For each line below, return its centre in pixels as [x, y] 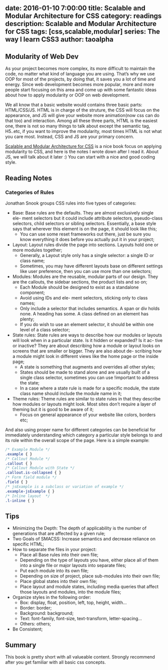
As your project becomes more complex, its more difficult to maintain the [80, 68]
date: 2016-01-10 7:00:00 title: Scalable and [75, 8]
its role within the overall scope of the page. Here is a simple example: [77, 440]
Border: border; [36, 608]
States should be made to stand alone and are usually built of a [85, 372]
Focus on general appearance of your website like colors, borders [88, 414]
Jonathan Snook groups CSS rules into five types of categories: [71, 203]
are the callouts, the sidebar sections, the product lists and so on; [80, 281]
